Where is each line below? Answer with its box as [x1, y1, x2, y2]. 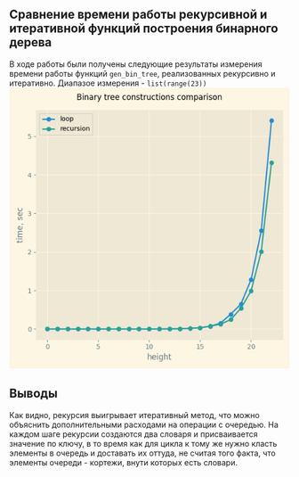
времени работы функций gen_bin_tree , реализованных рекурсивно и [9, 68, 276, 78]
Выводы [9, 386, 58, 401]
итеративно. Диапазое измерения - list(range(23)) [9, 78, 207, 88]
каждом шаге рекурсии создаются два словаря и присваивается [9, 428, 258, 440]
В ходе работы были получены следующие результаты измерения [9, 58, 263, 70]
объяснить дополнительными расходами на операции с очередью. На [9, 419, 279, 430]
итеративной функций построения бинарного [9, 21, 279, 37]
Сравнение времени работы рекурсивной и [9, 7, 268, 22]
